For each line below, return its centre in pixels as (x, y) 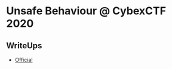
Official (24, 60)
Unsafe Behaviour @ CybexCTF (86, 11)
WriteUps (24, 46)
